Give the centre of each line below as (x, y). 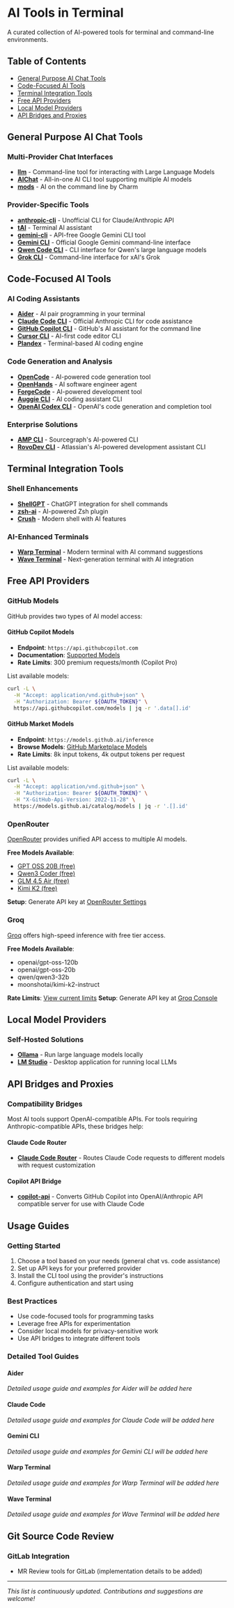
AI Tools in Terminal (65, 13)
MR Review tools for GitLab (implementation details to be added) (110, 1571)
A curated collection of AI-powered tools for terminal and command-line (111, 32)
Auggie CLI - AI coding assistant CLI (70, 399)
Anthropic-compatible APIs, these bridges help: (76, 1126)
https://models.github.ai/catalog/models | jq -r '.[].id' (101, 806)
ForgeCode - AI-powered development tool (80, 391)
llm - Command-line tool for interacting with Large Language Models (116, 172)
